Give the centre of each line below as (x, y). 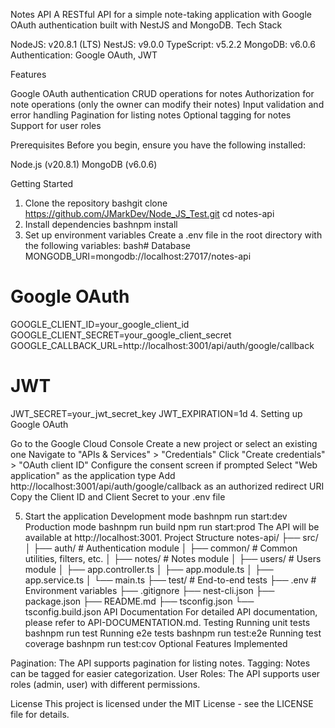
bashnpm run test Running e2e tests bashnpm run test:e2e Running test (173, 633)
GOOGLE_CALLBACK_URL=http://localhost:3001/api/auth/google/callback (162, 345)
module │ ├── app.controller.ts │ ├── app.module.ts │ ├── (149, 569)
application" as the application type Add (93, 475)
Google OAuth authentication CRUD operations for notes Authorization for (162, 93)
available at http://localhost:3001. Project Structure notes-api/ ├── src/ (171, 537)
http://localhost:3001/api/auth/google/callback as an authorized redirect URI (167, 486)
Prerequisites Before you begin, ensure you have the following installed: (158, 145)
